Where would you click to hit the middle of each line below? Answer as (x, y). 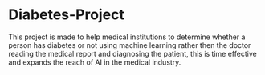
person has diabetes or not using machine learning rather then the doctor (130, 45)
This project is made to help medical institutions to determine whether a (127, 37)
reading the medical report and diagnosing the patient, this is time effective (132, 53)
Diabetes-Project (66, 15)
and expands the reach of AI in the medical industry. (95, 62)
